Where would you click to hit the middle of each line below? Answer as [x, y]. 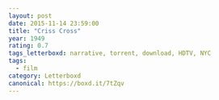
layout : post [30, 16]
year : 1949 [27, 38]
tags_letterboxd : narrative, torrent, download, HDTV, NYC [110, 53]
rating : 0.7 [28, 46]
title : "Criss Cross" [45, 31]
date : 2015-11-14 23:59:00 [54, 23]
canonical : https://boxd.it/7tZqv [67, 83]
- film [27, 69]
